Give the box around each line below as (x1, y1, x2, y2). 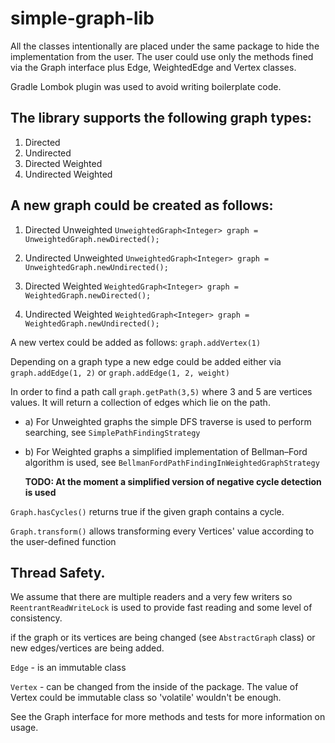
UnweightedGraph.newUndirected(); (24, 262, 169, 272)
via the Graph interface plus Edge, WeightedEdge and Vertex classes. (10, 61, 297, 73)
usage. (10, 722, 39, 734)
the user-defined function (10, 535, 117, 547)
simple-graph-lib (10, 7, 155, 30)
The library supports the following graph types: (10, 110, 312, 127)
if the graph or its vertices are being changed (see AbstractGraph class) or (10, 632, 316, 644)
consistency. (10, 612, 63, 624)
